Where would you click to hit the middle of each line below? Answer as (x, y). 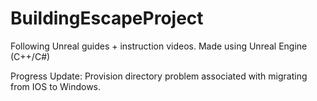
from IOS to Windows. (56, 86)
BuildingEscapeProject (107, 18)
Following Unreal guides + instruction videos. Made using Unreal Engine (159, 46)
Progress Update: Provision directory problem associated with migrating (159, 76)
